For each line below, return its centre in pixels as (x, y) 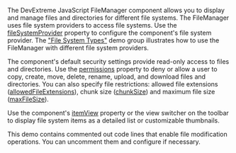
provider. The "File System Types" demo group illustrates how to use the (113, 40)
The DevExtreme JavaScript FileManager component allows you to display (116, 10)
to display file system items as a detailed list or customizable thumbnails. (113, 120)
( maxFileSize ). (28, 99)
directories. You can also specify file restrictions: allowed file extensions (113, 84)
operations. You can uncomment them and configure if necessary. (104, 142)
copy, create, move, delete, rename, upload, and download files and (107, 76)
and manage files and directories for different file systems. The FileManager (118, 18)
